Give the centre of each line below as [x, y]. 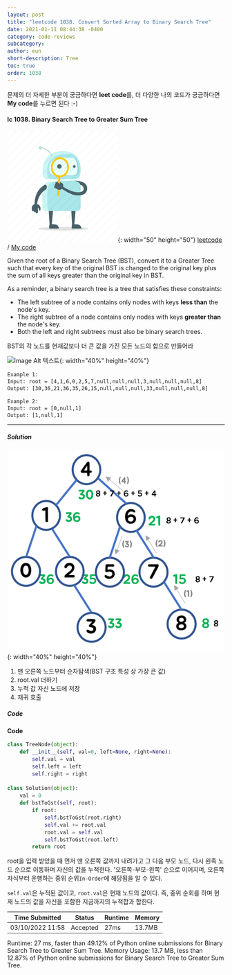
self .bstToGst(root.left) [81, 840]
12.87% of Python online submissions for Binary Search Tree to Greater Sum [116, 958]
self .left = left [57, 766]
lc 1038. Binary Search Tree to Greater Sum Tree [78, 120]
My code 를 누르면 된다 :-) [42, 103]
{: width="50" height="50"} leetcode [170, 240]
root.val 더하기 [37, 680]
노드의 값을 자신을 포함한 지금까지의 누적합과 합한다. [84, 902]
